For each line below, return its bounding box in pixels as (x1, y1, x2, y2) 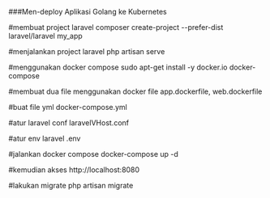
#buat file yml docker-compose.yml (8, 103, 128, 112)
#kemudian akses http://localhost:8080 (8, 165, 140, 175)
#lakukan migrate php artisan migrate (8, 181, 134, 190)
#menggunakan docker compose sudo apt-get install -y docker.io (8, 62, 228, 72)
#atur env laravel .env (8, 133, 81, 143)
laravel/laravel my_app (8, 32, 83, 40)
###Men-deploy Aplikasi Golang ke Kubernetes (8, 7, 168, 16)
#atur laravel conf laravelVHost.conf (8, 118, 130, 128)
